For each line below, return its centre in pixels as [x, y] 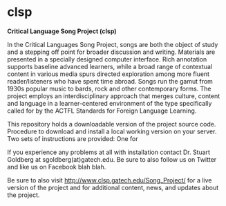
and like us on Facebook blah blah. [57, 167]
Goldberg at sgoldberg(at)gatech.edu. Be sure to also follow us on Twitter [112, 159]
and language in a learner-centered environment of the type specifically [110, 103]
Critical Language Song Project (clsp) [62, 31]
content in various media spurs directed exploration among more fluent [108, 74]
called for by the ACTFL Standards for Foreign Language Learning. [102, 111]
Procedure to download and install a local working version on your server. [112, 131]
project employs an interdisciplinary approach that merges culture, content [114, 96]
